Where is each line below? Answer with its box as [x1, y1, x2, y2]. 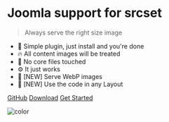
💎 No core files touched [17, 57, 86, 66]
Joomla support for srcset [7, 5, 163, 21]
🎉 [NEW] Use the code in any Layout [17, 80, 123, 88]
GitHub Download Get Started [7, 93, 93, 102]
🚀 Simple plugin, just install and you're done [17, 42, 144, 50]
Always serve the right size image [24, 28, 123, 37]
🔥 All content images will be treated [17, 49, 121, 58]
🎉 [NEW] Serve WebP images [17, 72, 103, 80]
